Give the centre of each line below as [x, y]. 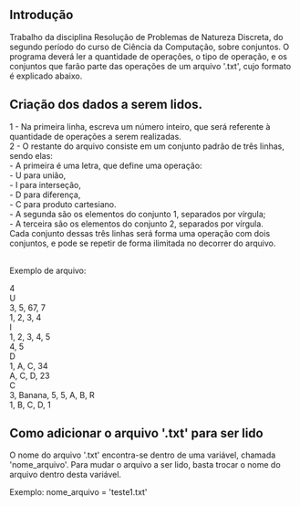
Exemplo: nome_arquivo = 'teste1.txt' [78, 492]
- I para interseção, [46, 184]
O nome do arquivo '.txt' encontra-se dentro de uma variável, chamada [143, 455]
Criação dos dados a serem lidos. [106, 105]
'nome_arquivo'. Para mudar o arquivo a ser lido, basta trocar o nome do [145, 465]
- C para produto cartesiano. [63, 204]
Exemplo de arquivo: [48, 270]
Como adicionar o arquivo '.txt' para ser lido [136, 433]
